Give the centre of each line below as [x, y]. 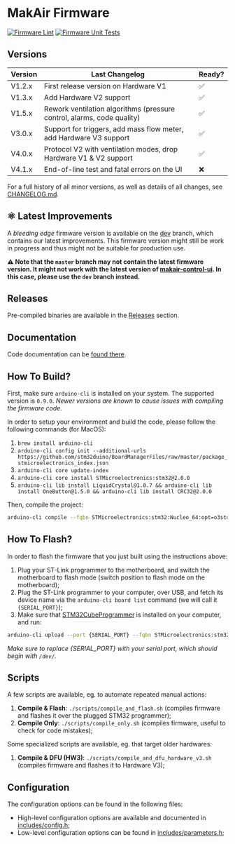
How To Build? [39, 376]
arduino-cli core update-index [63, 471]
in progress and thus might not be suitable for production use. [97, 248]
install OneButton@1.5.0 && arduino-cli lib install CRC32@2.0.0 [114, 492]
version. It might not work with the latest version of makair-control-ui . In [114, 269]
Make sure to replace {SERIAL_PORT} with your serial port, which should [113, 648]
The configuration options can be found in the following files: [95, 804]
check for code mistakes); [55, 730]
